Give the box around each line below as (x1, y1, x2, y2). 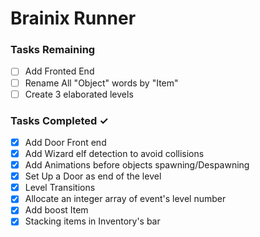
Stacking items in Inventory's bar (24, 215, 161, 227)
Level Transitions (24, 182, 96, 194)
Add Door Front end (24, 136, 107, 148)
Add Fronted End (24, 65, 95, 77)
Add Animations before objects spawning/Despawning (24, 159, 250, 171)
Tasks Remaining (10, 43, 96, 57)
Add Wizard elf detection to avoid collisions (24, 148, 205, 160)
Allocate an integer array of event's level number (24, 193, 227, 205)
